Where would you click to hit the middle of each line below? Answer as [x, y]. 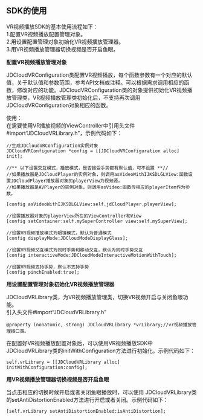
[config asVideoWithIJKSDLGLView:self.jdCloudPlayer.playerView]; [92, 204]
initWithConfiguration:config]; [47, 367]
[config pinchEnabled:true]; [43, 272]
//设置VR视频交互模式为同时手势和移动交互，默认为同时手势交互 [75, 250]
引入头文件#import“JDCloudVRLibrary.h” [56, 312]
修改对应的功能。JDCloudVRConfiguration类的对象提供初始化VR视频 [102, 90]
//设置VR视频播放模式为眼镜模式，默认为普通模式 [59, 233]
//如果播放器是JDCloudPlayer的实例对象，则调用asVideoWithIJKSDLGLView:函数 [97, 174]
